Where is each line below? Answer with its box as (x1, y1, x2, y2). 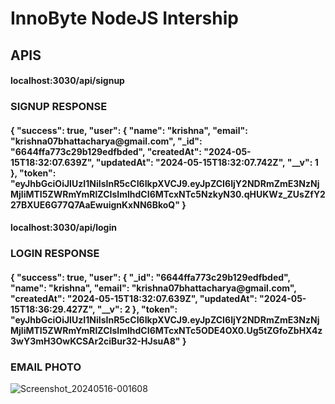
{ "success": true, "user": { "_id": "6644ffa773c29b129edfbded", (10, 271, 291, 283)
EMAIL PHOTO (10, 360, 82, 374)
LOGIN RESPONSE (10, 247, 100, 261)
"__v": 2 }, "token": (96, 303, 178, 315)
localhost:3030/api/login (10, 222, 117, 234)
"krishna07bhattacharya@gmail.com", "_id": (10, 135, 203, 147)
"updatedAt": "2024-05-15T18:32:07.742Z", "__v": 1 (95, 156, 319, 168)
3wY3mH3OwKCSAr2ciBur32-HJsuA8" (10, 335, 181, 347)
